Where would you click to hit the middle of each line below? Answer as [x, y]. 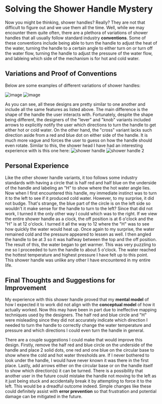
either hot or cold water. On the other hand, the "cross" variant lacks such [79, 130]
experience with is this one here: [37, 150]
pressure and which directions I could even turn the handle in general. [75, 330]
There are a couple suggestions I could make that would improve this [74, 340]
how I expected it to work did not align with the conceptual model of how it [80, 305]
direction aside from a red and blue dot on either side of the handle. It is [76, 135]
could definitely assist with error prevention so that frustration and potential [81, 391]
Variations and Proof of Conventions [61, 74]
